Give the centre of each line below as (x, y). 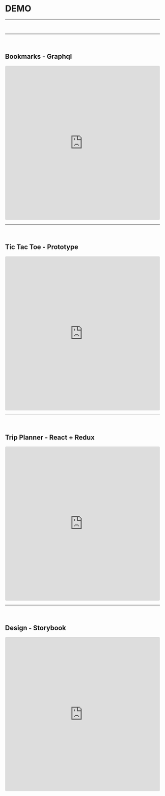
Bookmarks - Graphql (39, 56)
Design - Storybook (36, 628)
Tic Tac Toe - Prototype (42, 247)
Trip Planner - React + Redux (50, 437)
